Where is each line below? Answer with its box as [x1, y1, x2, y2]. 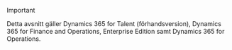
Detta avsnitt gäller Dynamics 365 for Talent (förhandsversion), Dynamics [6, 20, 221, 27]
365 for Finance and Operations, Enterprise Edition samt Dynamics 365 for [6, 27, 225, 35]
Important [6, 6, 35, 14]
